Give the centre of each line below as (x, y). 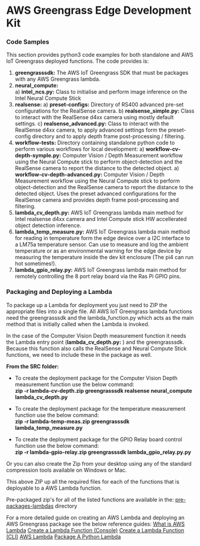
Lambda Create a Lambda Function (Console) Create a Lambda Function (95, 530)
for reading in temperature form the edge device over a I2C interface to (102, 238)
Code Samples (28, 42)
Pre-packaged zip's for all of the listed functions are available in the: (90, 499)
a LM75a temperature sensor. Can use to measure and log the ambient (101, 245)
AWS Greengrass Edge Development (99, 10)
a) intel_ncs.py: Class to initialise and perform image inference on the (101, 92)
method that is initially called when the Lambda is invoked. (78, 324)
